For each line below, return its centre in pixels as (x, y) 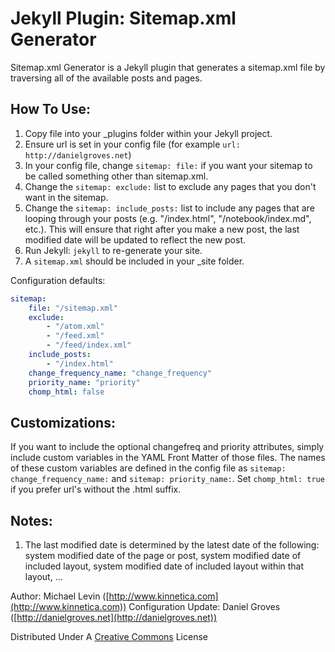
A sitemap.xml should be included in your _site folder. (134, 261)
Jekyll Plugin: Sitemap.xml (123, 18)
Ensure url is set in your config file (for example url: (132, 144)
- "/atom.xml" (75, 327)
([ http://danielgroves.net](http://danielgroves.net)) (114, 617)
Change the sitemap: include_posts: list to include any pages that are (169, 208)
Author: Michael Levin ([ (60, 596)
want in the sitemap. (66, 197)
